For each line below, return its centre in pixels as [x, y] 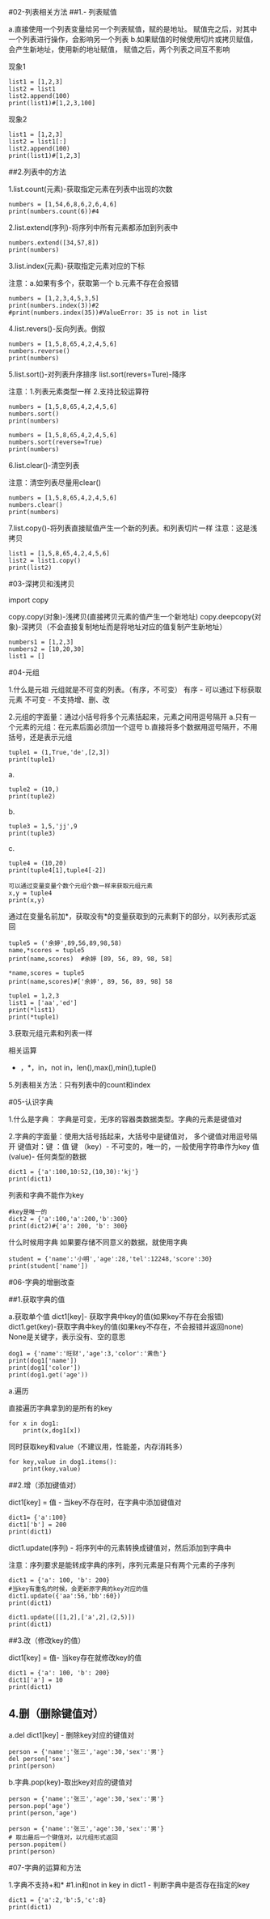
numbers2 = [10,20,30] [46, 649]
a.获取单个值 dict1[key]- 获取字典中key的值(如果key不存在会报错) [116, 1317]
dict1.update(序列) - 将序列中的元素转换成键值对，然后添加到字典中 [120, 1548]
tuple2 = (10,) [34, 789]
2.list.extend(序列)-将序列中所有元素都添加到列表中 [93, 228]
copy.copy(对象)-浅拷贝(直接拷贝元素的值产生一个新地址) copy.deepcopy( [131, 617]
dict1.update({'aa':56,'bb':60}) [65, 1596]
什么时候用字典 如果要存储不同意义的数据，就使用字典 [98, 1242]
